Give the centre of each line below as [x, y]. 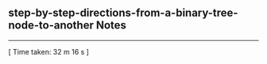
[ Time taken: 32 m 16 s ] [49, 51]
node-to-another [51, 26]
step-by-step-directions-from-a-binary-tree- [123, 13]
